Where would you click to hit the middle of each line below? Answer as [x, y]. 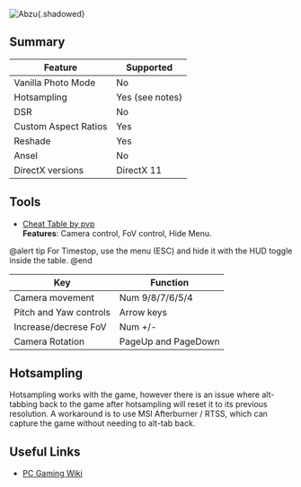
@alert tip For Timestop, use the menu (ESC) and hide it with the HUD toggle [151, 251]
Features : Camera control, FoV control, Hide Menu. [117, 233]
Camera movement [54, 297]
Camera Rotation [49, 341]
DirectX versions [49, 170]
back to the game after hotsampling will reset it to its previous [153, 404]
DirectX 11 [139, 170]
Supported [149, 67]
